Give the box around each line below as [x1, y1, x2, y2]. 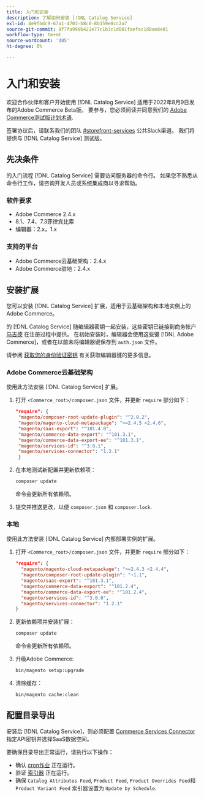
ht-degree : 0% [6, 44, 43, 50]
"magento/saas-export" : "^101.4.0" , [18, 425, 112, 432]
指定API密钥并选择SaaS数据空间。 [6, 735, 93, 743]
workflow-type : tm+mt [6, 32, 62, 38]
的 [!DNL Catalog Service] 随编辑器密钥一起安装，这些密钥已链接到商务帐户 [6, 323, 197, 330]
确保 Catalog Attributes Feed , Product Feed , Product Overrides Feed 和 [15, 777, 196, 784]
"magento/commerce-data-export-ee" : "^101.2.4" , [21, 589, 148, 595]
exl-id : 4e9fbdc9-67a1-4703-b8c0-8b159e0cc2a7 [6, 20, 127, 26]
